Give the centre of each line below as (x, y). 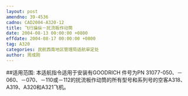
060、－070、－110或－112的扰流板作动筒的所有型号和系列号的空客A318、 (96, 80)
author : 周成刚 (23, 55)
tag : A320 (18, 44)
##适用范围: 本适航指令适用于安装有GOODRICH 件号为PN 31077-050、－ (94, 72)
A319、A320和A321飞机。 (38, 87)
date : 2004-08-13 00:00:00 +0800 (47, 33)
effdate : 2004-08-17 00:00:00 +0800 (51, 39)
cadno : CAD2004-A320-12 (35, 22)
